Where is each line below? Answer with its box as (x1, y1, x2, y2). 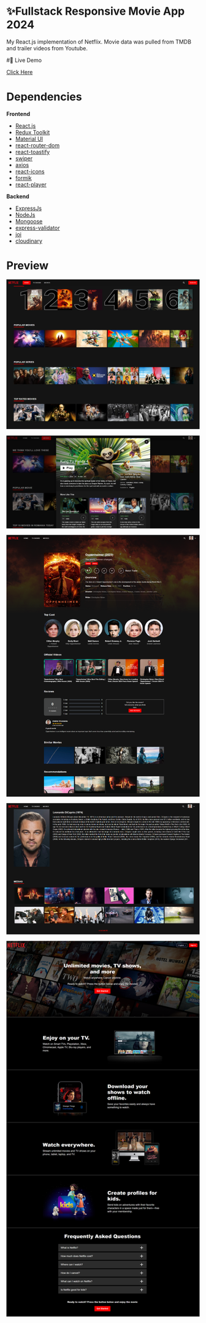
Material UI (15, 135, 44, 142)
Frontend (6, 110, 31, 117)
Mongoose (15, 217, 43, 225)
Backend (6, 192, 29, 200)
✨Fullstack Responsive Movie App (6, 4, 185, 18)
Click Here (6, 68, 33, 76)
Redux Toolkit (15, 128, 50, 136)
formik (15, 174, 32, 182)
